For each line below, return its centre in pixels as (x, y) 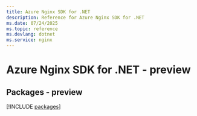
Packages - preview (44, 92)
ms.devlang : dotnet (31, 34)
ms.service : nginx (29, 40)
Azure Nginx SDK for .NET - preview (99, 70)
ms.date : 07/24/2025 (32, 23)
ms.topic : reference (32, 29)
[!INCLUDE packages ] (34, 107)
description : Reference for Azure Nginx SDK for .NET (76, 18)
